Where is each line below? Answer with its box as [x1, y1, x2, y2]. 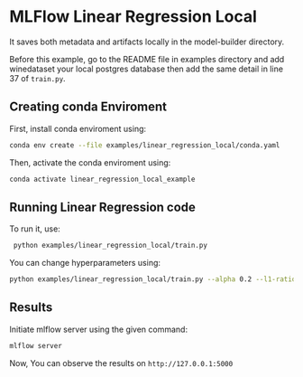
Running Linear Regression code [9, 199, 197, 214]
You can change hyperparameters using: [9, 258, 161, 269]
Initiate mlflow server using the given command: [9, 324, 188, 335]
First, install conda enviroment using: [9, 123, 147, 134]
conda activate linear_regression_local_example [9, 174, 196, 184]
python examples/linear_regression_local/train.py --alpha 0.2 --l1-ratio [9, 275, 297, 284]
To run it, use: [9, 223, 60, 234]
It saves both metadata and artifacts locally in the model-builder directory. [9, 36, 285, 47]
